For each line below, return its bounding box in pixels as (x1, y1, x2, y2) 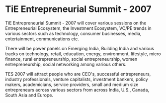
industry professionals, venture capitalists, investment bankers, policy (5, 76, 148, 82)
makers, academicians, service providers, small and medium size (5, 81, 139, 88)
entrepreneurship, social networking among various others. (5, 61, 127, 67)
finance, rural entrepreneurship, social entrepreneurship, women (5, 56, 138, 62)
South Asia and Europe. (5, 92, 54, 98)
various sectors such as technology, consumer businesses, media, (5, 30, 142, 36)
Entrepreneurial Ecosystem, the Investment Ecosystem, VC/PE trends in (5, 25, 152, 31)
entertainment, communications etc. (5, 36, 80, 42)
